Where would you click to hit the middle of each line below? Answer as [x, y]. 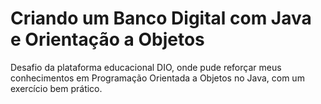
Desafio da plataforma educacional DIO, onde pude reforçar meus [146, 67]
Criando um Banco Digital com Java [161, 18]
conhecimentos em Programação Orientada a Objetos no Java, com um [157, 78]
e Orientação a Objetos [107, 39]
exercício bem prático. [56, 88]
